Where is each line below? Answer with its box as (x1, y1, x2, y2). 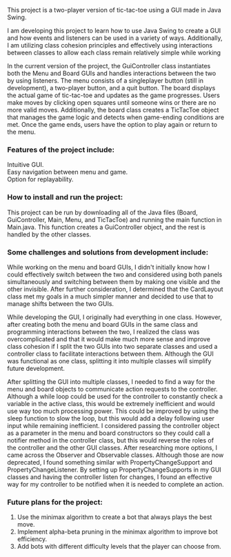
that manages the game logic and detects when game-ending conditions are (7, 113, 225, 121)
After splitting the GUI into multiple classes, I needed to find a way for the (7, 377, 215, 385)
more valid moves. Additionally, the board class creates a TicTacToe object (7, 106, 219, 114)
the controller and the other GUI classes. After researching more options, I (7, 443, 218, 452)
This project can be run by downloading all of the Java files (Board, (7, 208, 198, 216)
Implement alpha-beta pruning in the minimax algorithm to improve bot (17, 527, 219, 536)
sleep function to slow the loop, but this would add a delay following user (7, 414, 215, 423)
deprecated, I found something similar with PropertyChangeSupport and (7, 458, 212, 466)
